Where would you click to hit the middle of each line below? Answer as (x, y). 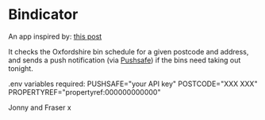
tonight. (21, 68)
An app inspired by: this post (55, 36)
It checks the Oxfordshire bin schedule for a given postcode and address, (129, 51)
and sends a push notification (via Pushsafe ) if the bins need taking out (125, 60)
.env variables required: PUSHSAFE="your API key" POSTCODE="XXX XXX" (133, 84)
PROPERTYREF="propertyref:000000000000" (84, 92)
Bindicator (43, 15)
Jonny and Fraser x (40, 107)
